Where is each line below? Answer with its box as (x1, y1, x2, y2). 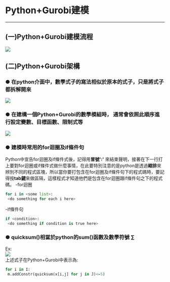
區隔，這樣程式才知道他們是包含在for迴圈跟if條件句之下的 (34, 175, 154, 181)
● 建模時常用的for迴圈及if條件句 (5, 144, 84, 151)
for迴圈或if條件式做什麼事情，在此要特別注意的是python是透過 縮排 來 (18, 163, 161, 169)
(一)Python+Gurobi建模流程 (5, 32, 94, 41)
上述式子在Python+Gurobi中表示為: (5, 257, 78, 263)
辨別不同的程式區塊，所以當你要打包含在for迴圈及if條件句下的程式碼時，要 (5, 169, 160, 175)
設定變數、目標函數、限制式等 (10, 118, 83, 126)
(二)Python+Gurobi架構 (5, 62, 80, 71)
